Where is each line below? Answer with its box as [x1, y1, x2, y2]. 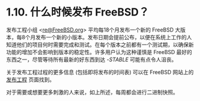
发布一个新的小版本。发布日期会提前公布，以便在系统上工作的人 [35, 33, 192, 40]
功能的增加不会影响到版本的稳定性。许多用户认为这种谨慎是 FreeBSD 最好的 [6, 48, 192, 55]
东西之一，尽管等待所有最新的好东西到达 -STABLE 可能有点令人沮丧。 [6, 56, 177, 63]
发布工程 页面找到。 [6, 75, 55, 83]
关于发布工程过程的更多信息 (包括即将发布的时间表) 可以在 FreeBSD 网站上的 [6, 68, 194, 75]
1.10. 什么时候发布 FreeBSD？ [6, 5, 149, 19]
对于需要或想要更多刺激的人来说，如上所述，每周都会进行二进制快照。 [6, 89, 179, 96]
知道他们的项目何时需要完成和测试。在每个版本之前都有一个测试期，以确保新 [6, 41, 194, 48]
